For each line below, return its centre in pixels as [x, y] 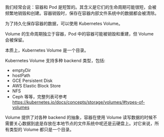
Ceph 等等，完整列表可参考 [40, 97]
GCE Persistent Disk [32, 81]
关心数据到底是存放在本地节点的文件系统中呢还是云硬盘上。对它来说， [84, 123]
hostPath [21, 75]
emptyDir [21, 70]
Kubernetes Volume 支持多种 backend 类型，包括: [55, 60]
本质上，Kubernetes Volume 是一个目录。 [47, 50]
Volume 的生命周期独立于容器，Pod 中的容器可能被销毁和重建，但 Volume [79, 34]
